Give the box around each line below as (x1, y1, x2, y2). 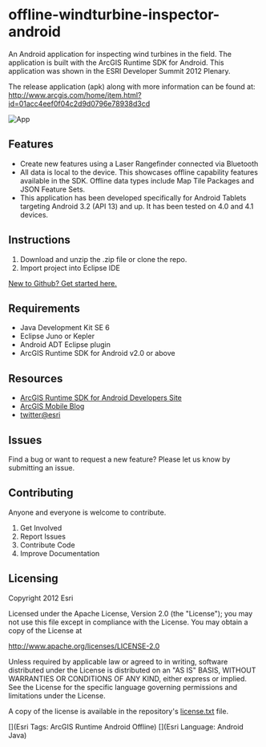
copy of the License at (8, 625, 83, 635)
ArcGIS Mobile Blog (19, 402, 85, 411)
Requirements (8, 301, 80, 315)
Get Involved (19, 523, 62, 532)
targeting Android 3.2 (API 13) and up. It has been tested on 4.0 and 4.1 (19, 201, 254, 211)
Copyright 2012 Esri (8, 593, 74, 603)
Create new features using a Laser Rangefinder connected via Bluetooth (19, 159, 259, 168)
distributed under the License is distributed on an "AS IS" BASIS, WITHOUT (8, 665, 256, 675)
